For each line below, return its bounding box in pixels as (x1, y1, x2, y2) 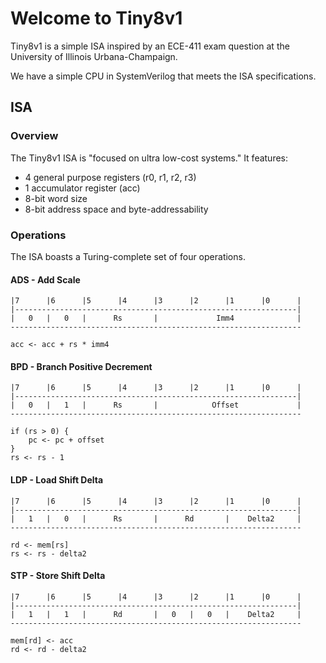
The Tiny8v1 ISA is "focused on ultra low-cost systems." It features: (10, 152, 289, 164)
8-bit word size (24, 192, 88, 204)
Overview (10, 129, 59, 143)
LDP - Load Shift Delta (10, 473, 104, 486)
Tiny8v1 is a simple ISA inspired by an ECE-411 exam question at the (10, 40, 290, 52)
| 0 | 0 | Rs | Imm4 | (10, 313, 302, 324)
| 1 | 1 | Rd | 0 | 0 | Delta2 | (10, 609, 302, 619)
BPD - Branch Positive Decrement (10, 360, 153, 372)
